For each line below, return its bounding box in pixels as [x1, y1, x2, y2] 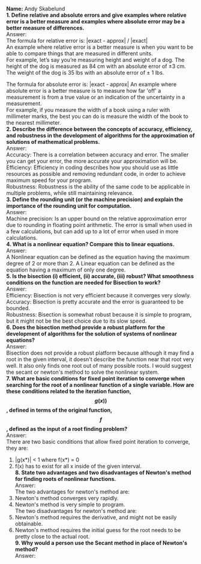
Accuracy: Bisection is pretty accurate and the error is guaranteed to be [6, 298, 184, 305]
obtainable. [14, 520, 43, 527]
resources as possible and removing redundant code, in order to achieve [6, 170, 186, 177]
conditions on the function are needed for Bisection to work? [6, 279, 161, 286]
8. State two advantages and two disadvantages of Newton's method [14, 469, 191, 476]
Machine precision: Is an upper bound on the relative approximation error [6, 215, 187, 222]
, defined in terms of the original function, [6, 406, 113, 414]
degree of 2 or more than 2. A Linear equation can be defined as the [6, 260, 175, 267]
